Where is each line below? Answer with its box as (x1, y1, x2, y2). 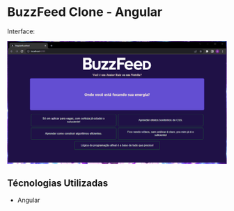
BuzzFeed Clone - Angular (7, 4, 162, 20)
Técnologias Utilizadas (7, 178, 109, 189)
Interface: (7, 27, 36, 35)
